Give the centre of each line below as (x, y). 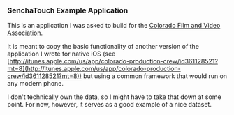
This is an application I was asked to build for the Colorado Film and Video (114, 26)
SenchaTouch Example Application (68, 10)
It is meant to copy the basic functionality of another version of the (103, 47)
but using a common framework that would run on (155, 76)
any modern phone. (36, 84)
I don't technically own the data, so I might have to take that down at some (114, 97)
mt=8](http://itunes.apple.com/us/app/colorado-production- (94, 69)
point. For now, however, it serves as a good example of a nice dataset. (109, 105)
